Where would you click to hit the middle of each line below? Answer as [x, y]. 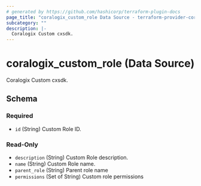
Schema [22, 99]
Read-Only [22, 144]
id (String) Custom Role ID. [48, 129]
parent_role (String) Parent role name [62, 170]
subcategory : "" [26, 23]
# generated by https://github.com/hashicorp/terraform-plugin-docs [93, 12]
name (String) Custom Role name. [55, 164]
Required [20, 116]
